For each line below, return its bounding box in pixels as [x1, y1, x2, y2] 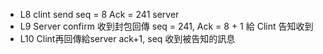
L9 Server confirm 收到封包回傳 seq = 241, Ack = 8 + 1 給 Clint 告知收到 [19, 20, 314, 32]
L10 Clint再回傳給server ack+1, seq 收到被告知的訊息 [19, 33, 236, 44]
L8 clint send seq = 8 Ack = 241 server [19, 9, 180, 20]
